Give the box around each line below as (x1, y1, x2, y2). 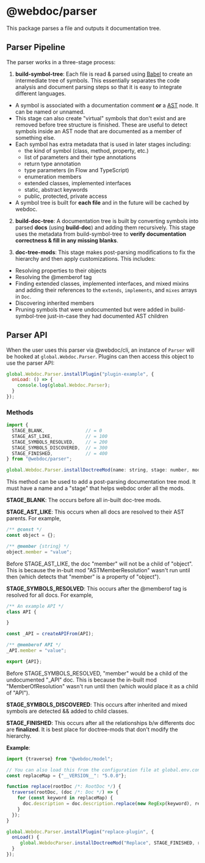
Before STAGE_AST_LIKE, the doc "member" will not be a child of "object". (6, 560, 193, 567)
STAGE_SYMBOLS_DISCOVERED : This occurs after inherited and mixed (6, 701, 188, 708)
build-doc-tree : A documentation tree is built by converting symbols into (15, 217, 199, 224)
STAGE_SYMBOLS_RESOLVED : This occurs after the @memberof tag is (6, 584, 187, 592)
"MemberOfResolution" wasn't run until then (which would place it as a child (6, 682, 198, 690)
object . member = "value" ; (6, 548, 72, 555)
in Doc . (15, 293, 32, 300)
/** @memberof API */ (6, 642, 62, 648)
